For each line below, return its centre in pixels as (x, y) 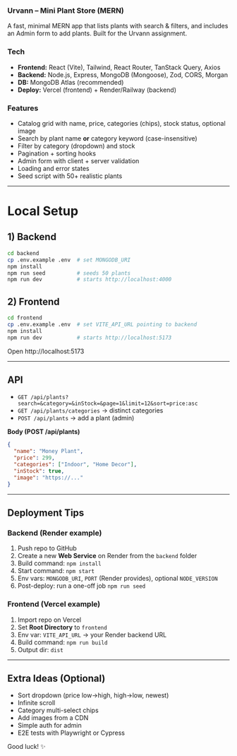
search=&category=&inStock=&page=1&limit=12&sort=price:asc (108, 404)
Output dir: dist (40, 649)
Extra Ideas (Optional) (56, 678)
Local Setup (43, 211)
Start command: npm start (56, 571)
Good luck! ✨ (26, 747)
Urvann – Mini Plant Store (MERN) (66, 11)
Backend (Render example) (55, 533)
